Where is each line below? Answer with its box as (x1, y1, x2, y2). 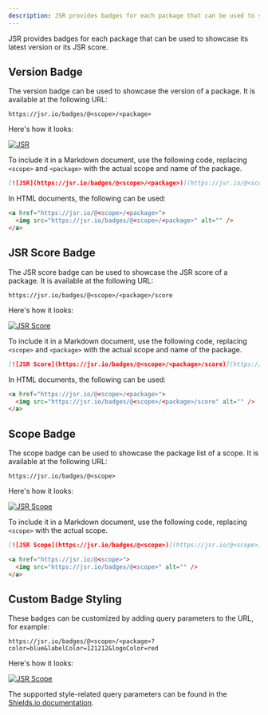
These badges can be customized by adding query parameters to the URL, (8, 614, 254, 623)
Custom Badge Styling (8, 592, 122, 606)
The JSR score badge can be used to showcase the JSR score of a (8, 267, 228, 276)
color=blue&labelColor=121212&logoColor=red (8, 645, 159, 653)
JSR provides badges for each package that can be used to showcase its (8, 34, 249, 43)
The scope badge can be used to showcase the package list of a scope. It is (8, 448, 259, 458)
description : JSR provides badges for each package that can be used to (8, 11, 255, 20)
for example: (8, 622, 50, 632)
